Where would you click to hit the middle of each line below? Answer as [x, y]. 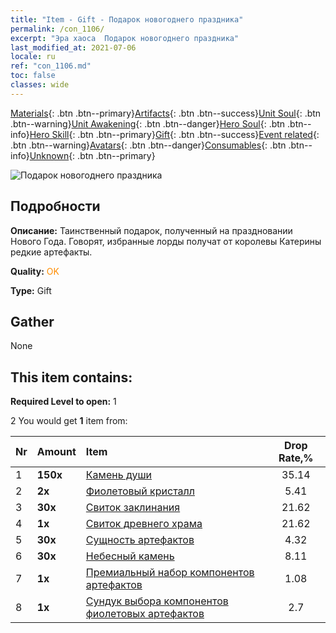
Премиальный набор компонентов [170, 573]
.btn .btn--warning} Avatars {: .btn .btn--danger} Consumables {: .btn [148, 145]
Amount [56, 452]
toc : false [33, 76]
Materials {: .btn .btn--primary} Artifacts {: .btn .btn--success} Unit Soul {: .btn [166, 113]
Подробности [55, 206]
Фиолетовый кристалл [140, 491]
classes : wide [40, 85]
